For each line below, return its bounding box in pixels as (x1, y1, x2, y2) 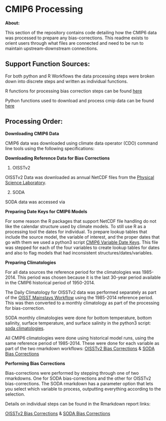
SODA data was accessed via (5, 199, 65, 205)
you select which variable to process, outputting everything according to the (5, 386, 161, 392)
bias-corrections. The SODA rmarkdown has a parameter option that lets (5, 380, 154, 386)
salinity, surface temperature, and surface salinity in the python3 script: (5, 320, 151, 326)
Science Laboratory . (5, 179, 47, 185)
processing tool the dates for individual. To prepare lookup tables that (5, 229, 148, 235)
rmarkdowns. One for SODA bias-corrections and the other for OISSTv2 (5, 375, 151, 381)
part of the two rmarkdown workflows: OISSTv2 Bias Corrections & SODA (5, 345, 155, 351)
